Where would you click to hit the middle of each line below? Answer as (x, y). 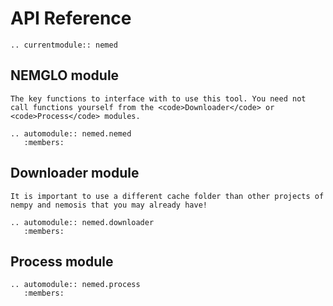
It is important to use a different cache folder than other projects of (167, 196)
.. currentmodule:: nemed (64, 45)
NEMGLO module (65, 75)
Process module (62, 261)
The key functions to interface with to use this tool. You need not (158, 98)
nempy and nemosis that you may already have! (109, 205)
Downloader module (75, 173)
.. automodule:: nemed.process (75, 285)
